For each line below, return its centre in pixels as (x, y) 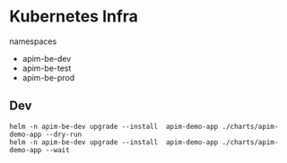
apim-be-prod (48, 77)
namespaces (33, 41)
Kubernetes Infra (74, 17)
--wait (57, 150)
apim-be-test (47, 68)
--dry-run (64, 134)
